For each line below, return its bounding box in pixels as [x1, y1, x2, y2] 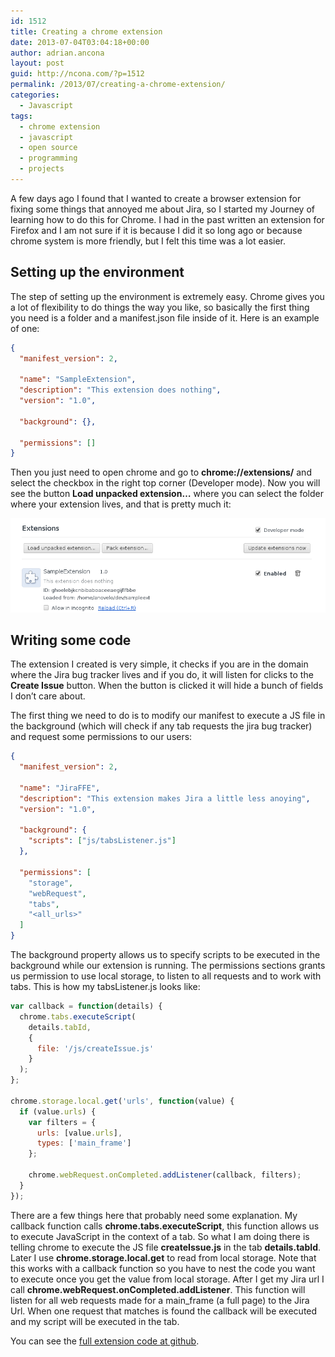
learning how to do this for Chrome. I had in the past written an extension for [10, 213, 325, 225]
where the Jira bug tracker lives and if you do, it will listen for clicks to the [10, 669, 314, 681]
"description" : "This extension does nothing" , [19, 385, 222, 395]
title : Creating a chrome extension [10, 26, 163, 37]
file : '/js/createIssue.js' [36, 1043, 155, 1054]
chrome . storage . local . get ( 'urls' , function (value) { [10, 1096, 235, 1106]
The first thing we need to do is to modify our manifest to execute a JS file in [10, 710, 326, 722]
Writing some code [10, 631, 132, 649]
